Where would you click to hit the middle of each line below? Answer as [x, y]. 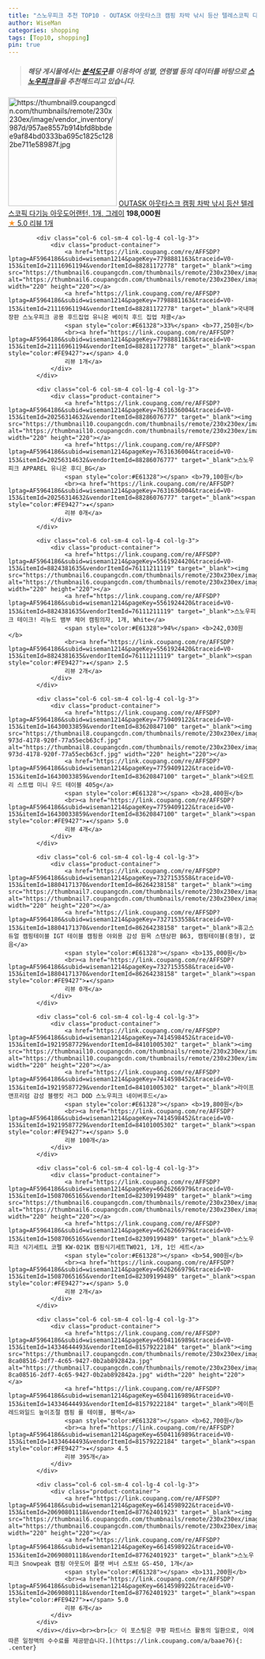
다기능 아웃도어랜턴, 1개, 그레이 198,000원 [95, 214]
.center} [22, 1648]
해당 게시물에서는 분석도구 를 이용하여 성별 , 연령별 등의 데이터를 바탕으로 [137, 71]
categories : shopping [44, 30]
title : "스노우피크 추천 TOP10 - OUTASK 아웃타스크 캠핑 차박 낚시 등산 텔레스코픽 [129, 15]
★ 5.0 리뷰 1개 [31, 223]
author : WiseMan [35, 23]
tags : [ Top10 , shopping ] [49, 38]
